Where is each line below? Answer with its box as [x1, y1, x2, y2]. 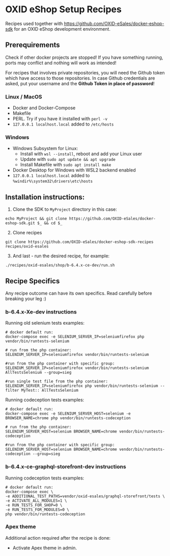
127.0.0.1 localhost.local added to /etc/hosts [12, 121, 114, 127]
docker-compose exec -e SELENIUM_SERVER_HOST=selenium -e [5, 411, 131, 417]
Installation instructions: [5, 192, 85, 201]
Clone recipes [12, 230, 42, 236]
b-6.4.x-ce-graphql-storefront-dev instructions [5, 463, 126, 470]
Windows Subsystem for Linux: [12, 146, 78, 152]
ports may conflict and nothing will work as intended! [5, 60, 117, 66]
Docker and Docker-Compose [12, 105, 76, 111]
